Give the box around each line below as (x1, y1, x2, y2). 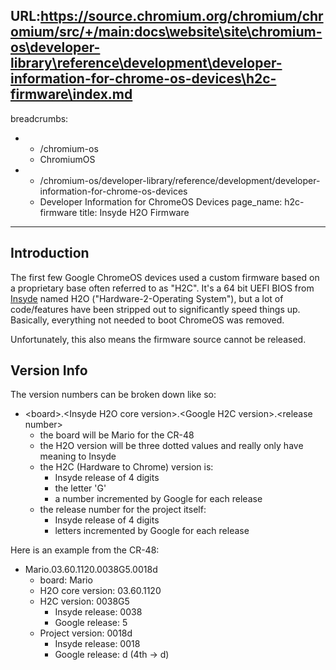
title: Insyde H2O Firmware (79, 206, 190, 218)
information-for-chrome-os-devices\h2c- (10, 70, 277, 88)
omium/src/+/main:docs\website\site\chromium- (10, 24, 323, 41)
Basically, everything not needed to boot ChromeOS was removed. (10, 314, 285, 326)
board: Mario (39, 574, 93, 586)
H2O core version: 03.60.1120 (39, 585, 162, 597)
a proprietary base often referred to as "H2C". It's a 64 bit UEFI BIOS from (10, 282, 315, 294)
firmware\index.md (10, 86, 133, 103)
